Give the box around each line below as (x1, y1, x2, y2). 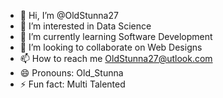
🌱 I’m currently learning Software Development (19, 31, 213, 42)
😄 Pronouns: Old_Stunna (19, 67, 124, 79)
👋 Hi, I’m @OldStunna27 (19, 10, 119, 21)
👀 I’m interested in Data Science (19, 20, 152, 32)
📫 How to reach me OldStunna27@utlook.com (19, 53, 213, 64)
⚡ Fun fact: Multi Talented (19, 78, 126, 90)
